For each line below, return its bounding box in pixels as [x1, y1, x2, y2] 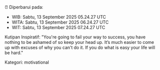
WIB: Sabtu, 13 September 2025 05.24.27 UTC [11, 14, 106, 20]
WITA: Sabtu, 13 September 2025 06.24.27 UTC [11, 19, 109, 25]
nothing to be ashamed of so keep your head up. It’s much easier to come [4, 39, 155, 45]
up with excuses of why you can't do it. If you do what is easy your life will [4, 44, 156, 50]
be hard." [4, 50, 23, 56]
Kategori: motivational [4, 59, 49, 65]
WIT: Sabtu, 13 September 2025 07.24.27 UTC [11, 25, 105, 30]
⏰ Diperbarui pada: [4, 4, 44, 10]
